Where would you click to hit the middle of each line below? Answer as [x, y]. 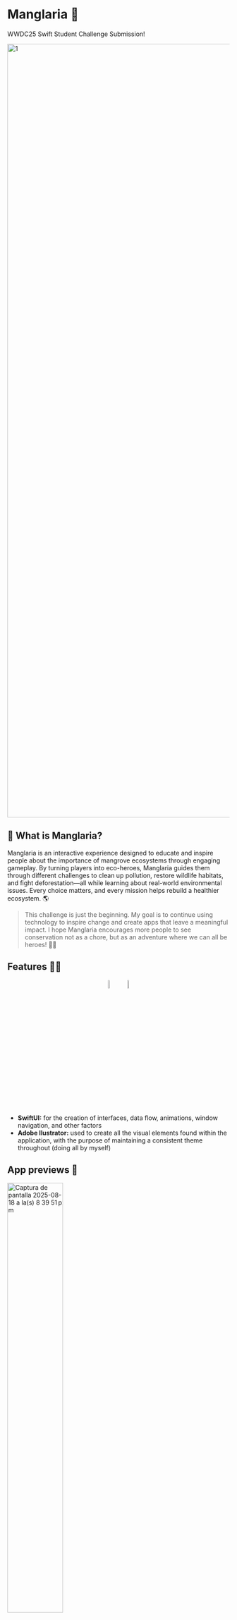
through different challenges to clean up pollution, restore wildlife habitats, [115, 875]
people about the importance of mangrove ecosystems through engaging [114, 860]
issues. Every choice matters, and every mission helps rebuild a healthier [114, 890]
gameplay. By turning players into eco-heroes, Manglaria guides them [109, 867]
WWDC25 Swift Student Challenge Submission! [77, 34]
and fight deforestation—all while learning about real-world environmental [115, 883]
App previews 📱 [43, 1170]
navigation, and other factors [60, 1125]
